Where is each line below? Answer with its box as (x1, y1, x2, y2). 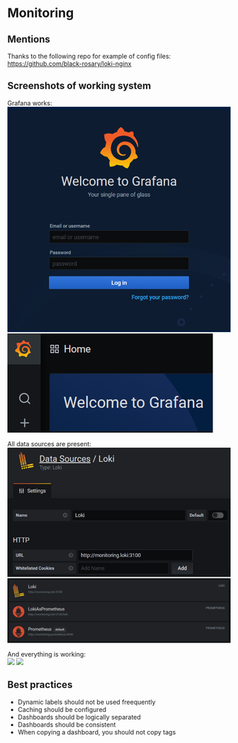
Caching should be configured (17, 705, 107, 713)
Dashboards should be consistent (17, 720, 116, 729)
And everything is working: (7, 650, 86, 659)
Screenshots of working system (7, 80, 152, 92)
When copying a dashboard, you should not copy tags (17, 727, 176, 736)
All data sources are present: (7, 439, 92, 448)
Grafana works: (7, 98, 52, 107)
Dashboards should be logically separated (17, 713, 142, 721)
